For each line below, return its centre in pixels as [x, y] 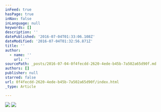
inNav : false [18, 19]
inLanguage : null [23, 23]
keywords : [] [18, 28]
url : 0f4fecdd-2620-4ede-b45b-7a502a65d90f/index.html [62, 82]
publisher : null [22, 73]
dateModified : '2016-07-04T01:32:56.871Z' [49, 41]
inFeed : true [18, 9]
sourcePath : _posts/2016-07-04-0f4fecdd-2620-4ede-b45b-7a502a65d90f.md [81, 64]
